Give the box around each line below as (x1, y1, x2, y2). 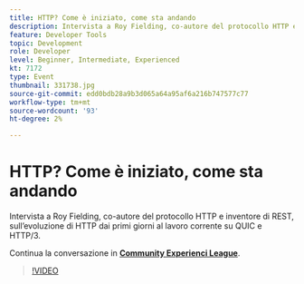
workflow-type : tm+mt (9, 97, 91, 107)
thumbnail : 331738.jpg (9, 81, 95, 90)
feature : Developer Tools (9, 30, 107, 39)
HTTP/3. (9, 230, 41, 241)
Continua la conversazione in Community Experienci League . (9, 248, 241, 259)
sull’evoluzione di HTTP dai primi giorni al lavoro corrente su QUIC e (9, 220, 262, 231)
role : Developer (9, 47, 71, 56)
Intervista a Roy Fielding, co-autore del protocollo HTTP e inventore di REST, (9, 211, 294, 222)
